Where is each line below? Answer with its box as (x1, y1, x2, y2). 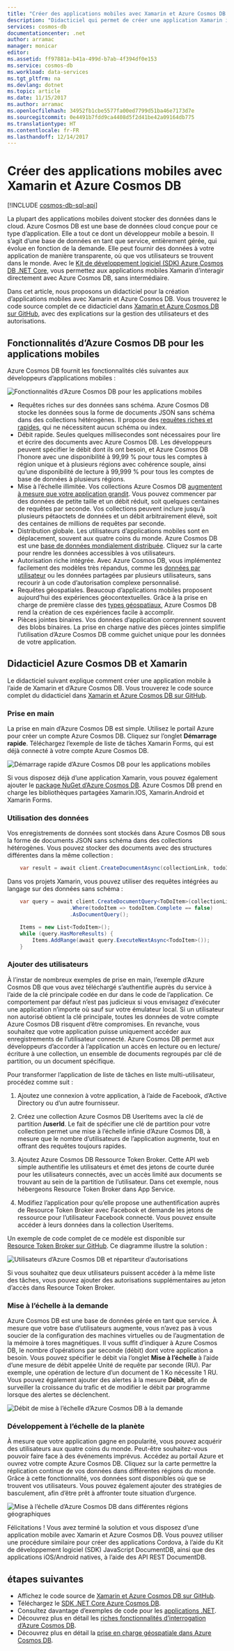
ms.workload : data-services (7, 68, 89, 75)
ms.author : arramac (7, 101, 64, 108)
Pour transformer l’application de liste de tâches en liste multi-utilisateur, (7, 1070, 215, 1078)
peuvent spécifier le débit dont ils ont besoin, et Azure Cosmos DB (17, 445, 209, 454)
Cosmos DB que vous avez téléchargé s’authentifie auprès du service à (7, 983, 212, 991)
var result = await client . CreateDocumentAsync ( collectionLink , (19, 865, 210, 871)
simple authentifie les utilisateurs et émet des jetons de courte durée (17, 1163, 214, 1171)
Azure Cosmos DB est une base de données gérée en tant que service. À (7, 1317, 217, 1324)
